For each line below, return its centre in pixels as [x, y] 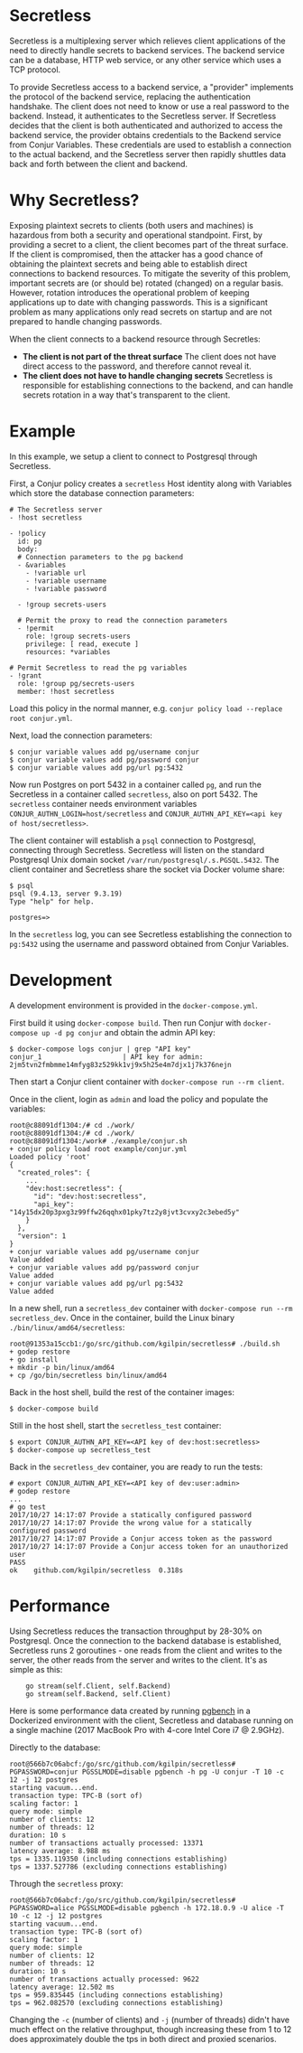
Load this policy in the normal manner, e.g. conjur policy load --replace [146, 708]
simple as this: [36, 1669]
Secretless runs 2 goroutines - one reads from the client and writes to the [146, 1650]
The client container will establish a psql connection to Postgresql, [133, 840]
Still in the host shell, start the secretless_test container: [115, 1425]
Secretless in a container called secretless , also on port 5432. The [134, 794]
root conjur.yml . [41, 717]
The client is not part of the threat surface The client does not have [149, 356]
